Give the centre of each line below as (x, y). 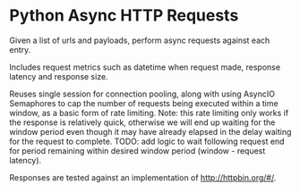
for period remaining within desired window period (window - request (137, 150)
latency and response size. (59, 76)
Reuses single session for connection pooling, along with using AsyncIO (142, 94)
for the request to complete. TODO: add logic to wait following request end (147, 141)
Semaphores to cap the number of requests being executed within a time (144, 103)
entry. (20, 49)
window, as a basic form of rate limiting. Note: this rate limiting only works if (149, 113)
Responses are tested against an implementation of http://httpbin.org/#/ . (143, 177)
